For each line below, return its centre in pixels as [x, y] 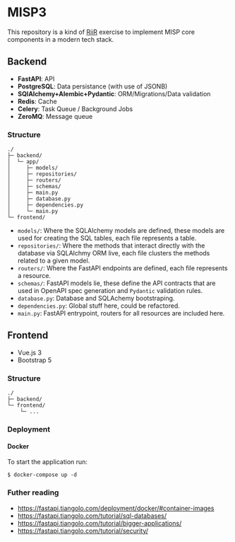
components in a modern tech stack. [61, 39]
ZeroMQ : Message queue [55, 116]
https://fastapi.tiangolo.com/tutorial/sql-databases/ [92, 515]
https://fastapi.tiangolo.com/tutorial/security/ [83, 531]
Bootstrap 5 [35, 360]
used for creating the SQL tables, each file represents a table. [107, 238]
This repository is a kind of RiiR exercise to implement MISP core [101, 32]
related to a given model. [54, 261]
